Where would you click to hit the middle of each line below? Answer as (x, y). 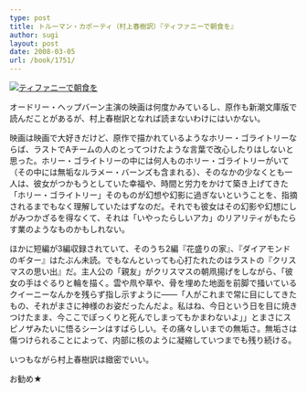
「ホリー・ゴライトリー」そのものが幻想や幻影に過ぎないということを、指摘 (153, 195)
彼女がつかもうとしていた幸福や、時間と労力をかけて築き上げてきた (161, 183)
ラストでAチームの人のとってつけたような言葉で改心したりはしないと (164, 149)
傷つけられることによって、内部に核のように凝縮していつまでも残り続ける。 (153, 340)
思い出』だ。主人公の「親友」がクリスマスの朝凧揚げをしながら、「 (159, 271)
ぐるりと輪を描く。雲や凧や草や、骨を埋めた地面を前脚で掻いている (169, 283)
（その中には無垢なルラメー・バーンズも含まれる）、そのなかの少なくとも (147, 172)
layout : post (34, 43)
